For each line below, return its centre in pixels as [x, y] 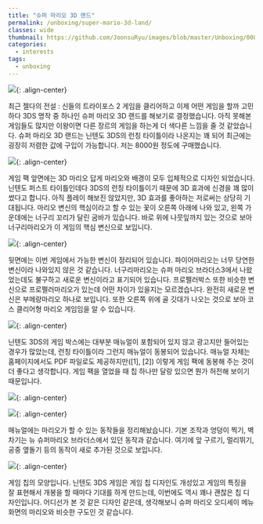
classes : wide [31, 30]
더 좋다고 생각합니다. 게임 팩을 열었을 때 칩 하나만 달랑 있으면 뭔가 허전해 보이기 [129, 371]
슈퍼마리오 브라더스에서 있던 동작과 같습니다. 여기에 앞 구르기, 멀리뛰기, [146, 439]
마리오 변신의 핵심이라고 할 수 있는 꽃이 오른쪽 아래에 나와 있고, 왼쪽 [141, 207]
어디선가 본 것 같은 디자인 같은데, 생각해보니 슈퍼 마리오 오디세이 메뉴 [149, 502]
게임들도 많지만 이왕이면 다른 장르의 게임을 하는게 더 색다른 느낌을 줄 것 [117, 126]
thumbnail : [26, 37]
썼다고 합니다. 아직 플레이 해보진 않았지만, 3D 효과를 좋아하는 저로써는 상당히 [125, 198]
